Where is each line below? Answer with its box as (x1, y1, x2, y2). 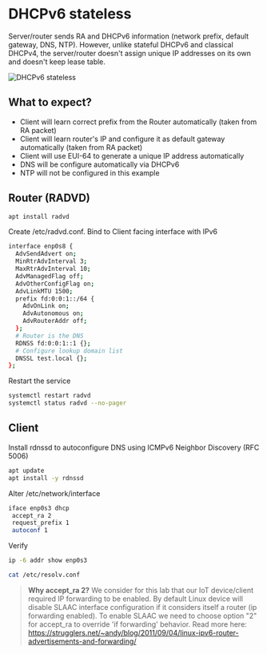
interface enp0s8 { (8, 242, 74, 251)
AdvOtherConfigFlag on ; (15, 280, 94, 288)
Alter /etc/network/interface (8, 488, 101, 498)
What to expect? (8, 95, 92, 109)
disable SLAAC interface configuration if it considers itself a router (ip (27, 602, 257, 612)
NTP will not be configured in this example (19, 168, 160, 177)
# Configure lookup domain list (15, 346, 124, 355)
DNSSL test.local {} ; (15, 354, 88, 362)
